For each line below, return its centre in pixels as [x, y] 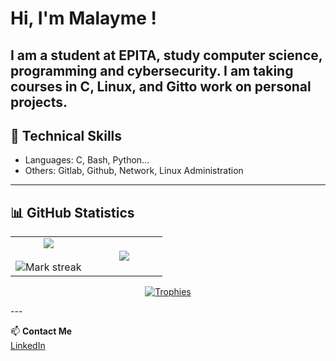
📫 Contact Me [41, 331]
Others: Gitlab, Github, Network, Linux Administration [134, 171]
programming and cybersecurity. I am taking [152, 70]
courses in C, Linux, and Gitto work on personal [161, 86]
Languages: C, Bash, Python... [87, 160]
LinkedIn [28, 346]
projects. [39, 102]
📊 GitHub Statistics [72, 212]
